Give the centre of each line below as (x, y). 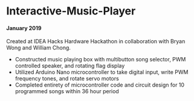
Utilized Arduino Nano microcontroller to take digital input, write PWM (102, 72)
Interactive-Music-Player (71, 11)
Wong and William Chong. (39, 48)
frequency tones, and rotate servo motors (67, 79)
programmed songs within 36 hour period (67, 91)
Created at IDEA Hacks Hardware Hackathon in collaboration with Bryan (96, 41)
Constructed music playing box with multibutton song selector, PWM (100, 60)
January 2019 (24, 28)
